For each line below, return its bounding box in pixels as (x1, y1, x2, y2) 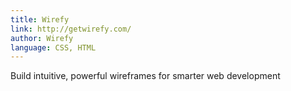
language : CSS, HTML (10, 42, 97, 53)
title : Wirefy (10, 14, 70, 25)
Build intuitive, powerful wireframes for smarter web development (10, 70, 281, 82)
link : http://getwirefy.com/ (10, 24, 132, 34)
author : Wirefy (10, 33, 74, 43)
